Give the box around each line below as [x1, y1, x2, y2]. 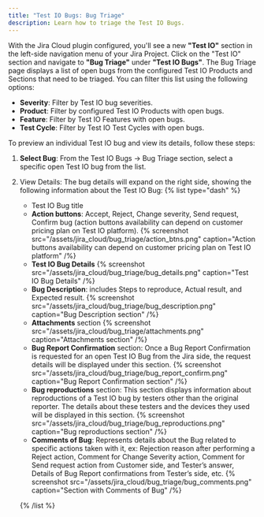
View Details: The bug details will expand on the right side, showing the [19, 177, 252, 186]
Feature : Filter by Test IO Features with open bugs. [19, 114, 185, 124]
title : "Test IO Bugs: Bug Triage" [8, 11, 125, 20]
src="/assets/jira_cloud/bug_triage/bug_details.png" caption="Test [31, 267, 249, 277]
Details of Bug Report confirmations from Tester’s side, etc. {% [31, 468, 236, 478]
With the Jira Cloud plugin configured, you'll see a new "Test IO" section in [8, 40, 253, 50]
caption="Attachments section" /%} [31, 334, 148, 344]
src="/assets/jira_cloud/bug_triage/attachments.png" [31, 326, 205, 336]
